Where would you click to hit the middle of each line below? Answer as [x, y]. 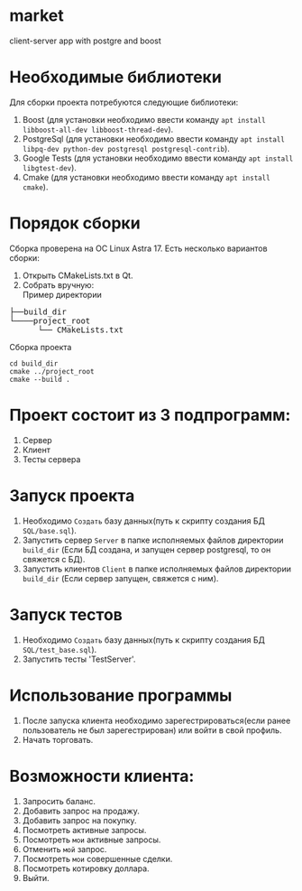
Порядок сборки [75, 223]
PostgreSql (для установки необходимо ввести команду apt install [154, 139]
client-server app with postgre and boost [86, 41]
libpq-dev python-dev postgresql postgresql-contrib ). [126, 148]
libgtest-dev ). [49, 167]
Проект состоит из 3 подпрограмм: [150, 415]
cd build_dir [34, 363]
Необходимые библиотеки [116, 77]
